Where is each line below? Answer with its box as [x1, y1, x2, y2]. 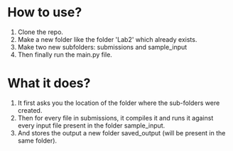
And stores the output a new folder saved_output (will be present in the [17, 128, 226, 137]
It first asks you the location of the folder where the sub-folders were [17, 99, 220, 107]
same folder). [17, 136, 58, 145]
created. [17, 106, 43, 114]
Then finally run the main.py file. [17, 50, 112, 59]
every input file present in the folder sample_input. [17, 121, 166, 130]
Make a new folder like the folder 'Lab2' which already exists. [17, 35, 197, 43]
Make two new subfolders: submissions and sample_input [17, 43, 188, 51]
